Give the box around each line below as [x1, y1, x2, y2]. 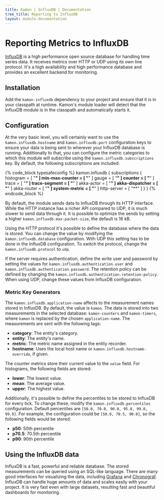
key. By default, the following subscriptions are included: [5, 160, 120, 166]
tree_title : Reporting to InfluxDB [5, 12, 78, 17]
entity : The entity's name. [12, 336, 65, 342]
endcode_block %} [5, 190, 44, 196]
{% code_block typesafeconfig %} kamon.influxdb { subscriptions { [5, 170, 142, 176]
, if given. [30, 351, 49, 357]
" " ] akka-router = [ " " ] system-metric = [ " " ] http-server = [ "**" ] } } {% [5, 185, 156, 191]
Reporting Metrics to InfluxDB [5, 37, 129, 49]
